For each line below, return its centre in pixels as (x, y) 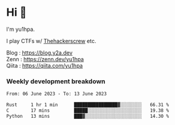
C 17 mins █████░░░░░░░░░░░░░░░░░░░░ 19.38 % (88, 110)
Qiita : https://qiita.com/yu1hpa (45, 66)
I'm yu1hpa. (21, 29)
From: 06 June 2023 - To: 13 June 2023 (57, 94)
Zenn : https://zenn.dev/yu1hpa (45, 59)
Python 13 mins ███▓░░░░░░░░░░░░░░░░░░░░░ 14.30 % (88, 116)
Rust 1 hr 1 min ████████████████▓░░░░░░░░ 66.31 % (88, 105)
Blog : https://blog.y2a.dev (39, 52)
